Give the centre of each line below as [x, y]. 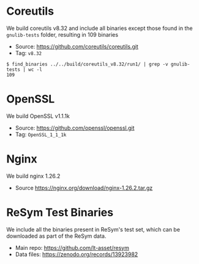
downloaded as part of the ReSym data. [56, 236]
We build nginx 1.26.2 [33, 176]
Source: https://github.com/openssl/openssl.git [75, 128]
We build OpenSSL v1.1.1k [38, 116]
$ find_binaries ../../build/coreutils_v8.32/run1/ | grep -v [87, 64]
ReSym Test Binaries [60, 213]
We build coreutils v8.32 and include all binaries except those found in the [99, 28]
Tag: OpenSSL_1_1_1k [41, 134]
